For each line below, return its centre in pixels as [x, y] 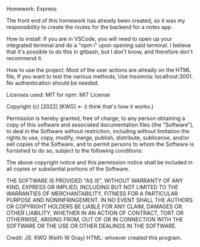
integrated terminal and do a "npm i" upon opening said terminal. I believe [99, 45]
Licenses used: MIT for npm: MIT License [58, 95]
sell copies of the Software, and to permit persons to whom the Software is [100, 144]
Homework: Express [32, 9]
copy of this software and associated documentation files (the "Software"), [100, 125]
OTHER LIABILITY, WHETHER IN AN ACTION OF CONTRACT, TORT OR [95, 213]
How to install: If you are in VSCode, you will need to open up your [89, 39]
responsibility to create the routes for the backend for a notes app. [90, 27]
